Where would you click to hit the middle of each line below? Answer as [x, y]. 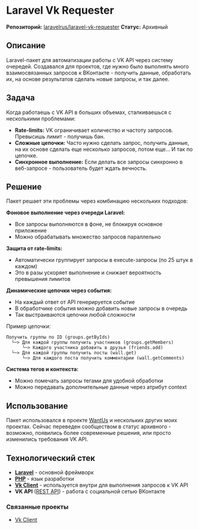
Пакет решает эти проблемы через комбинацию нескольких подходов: [97, 201]
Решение [24, 186]
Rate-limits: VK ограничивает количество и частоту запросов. [94, 130]
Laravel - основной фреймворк [54, 472]
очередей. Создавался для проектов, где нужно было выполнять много [97, 66]
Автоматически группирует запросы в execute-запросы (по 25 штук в [104, 260]
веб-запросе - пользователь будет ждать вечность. [81, 168]
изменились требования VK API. [47, 440]
